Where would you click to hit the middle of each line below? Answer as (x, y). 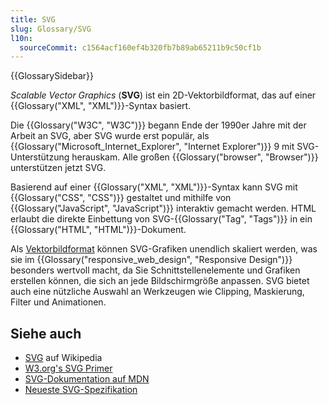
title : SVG (33, 19)
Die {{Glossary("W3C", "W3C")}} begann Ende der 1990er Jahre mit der (158, 125)
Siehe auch (46, 333)
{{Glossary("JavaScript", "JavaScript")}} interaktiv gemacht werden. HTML (163, 208)
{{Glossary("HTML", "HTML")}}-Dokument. (98, 230)
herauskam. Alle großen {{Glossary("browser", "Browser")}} (195, 157)
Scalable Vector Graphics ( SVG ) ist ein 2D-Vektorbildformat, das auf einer (163, 95)
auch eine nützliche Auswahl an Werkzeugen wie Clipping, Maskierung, (157, 292)
